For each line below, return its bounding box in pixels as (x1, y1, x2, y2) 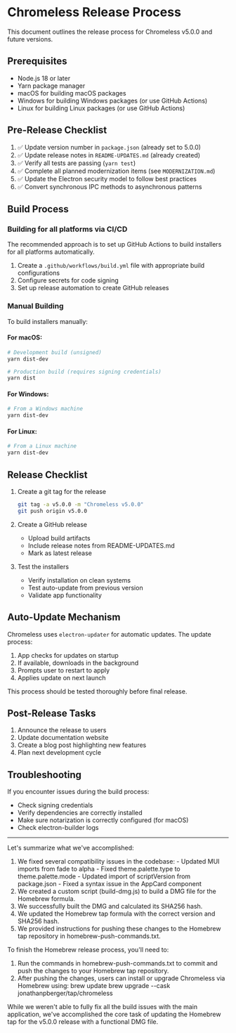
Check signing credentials (17, 801, 93, 810)
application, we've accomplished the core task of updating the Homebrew (7, 1010, 221, 1019)
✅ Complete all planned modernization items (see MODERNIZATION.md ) (17, 167, 216, 175)
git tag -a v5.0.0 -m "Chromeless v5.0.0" (17, 500, 144, 508)
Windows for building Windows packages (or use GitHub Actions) (17, 96, 208, 105)
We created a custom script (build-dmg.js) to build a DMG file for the (17, 887, 216, 896)
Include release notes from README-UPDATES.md (27, 541, 176, 550)
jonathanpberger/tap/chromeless (17, 989, 114, 998)
